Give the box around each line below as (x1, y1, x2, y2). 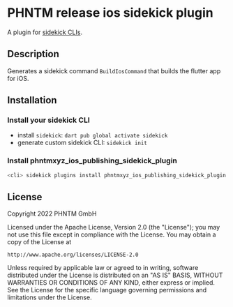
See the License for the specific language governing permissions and (7, 286, 207, 294)
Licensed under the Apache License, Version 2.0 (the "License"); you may (7, 223, 220, 232)
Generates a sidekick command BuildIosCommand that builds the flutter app (7, 66, 221, 75)
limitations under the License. (7, 293, 92, 301)
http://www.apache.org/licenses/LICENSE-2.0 (7, 251, 139, 259)
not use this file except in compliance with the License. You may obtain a (7, 230, 216, 239)
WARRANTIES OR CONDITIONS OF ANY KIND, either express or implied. (7, 278, 215, 287)
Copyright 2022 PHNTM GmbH (7, 209, 97, 218)
